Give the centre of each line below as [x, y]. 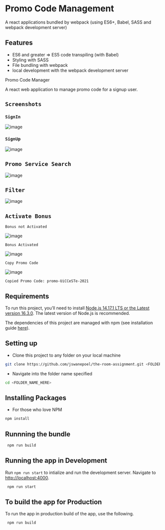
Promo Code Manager [27, 80]
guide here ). [17, 328]
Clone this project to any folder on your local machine [67, 355]
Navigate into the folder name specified [52, 373]
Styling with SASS [30, 60]
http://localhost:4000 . [27, 477]
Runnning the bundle [38, 434]
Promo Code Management [60, 9]
